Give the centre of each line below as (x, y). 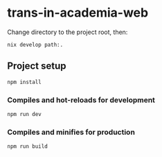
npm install (24, 82)
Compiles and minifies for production (71, 132)
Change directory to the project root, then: (67, 32)
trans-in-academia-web (78, 13)
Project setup (37, 66)
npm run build (28, 147)
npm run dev (24, 114)
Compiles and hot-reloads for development (81, 100)
